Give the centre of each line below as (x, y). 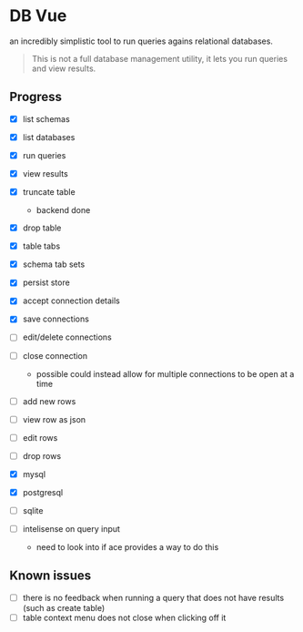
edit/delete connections (67, 337)
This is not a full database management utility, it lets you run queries (160, 58)
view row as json (54, 419)
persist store (46, 282)
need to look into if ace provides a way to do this (127, 547)
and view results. (64, 68)
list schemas (46, 118)
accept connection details (71, 301)
